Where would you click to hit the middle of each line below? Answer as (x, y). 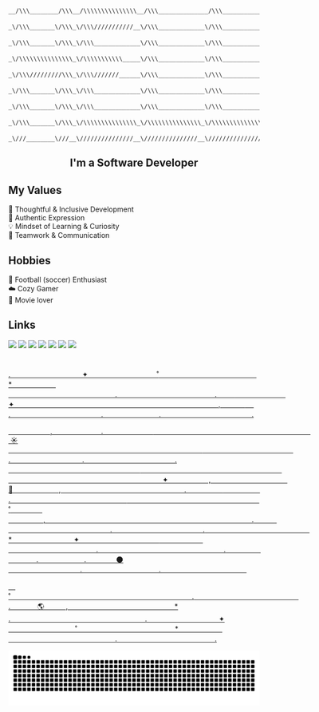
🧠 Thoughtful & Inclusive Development (71, 209)
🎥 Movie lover (31, 300)
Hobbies (30, 261)
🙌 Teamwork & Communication (59, 235)
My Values (35, 190)
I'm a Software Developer (134, 163)
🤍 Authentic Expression (47, 218)
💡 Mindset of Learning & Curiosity (64, 227)
